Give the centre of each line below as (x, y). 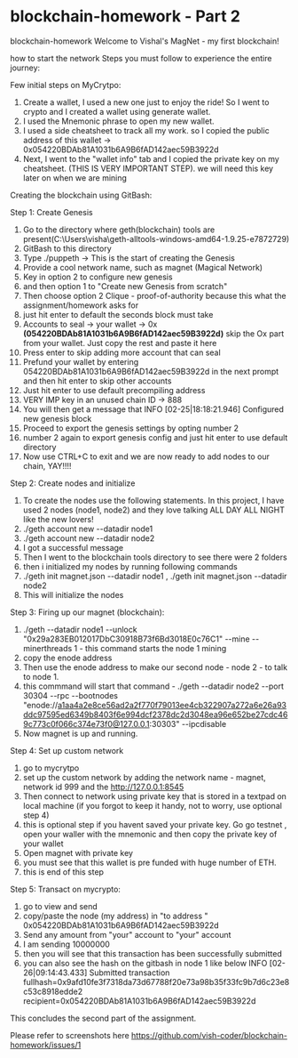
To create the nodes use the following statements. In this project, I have (153, 500)
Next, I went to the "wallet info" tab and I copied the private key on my (151, 158)
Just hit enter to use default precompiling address (114, 390)
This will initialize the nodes (73, 594)
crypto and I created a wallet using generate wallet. (117, 111)
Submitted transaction (129, 973)
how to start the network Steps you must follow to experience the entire (141, 58)
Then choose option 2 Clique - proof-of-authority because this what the (154, 295)
